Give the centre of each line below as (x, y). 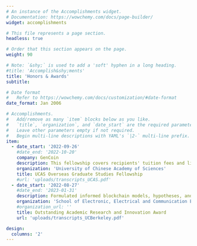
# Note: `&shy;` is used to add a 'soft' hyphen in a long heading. (91, 65)
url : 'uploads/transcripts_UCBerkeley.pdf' (71, 218)
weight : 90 (19, 55)
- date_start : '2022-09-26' (46, 147)
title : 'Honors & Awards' (38, 76)
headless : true (25, 39)
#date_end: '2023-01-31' (47, 191)
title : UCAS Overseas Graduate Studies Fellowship (80, 174)
